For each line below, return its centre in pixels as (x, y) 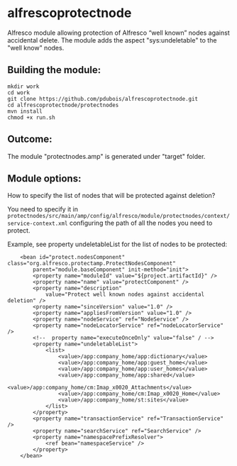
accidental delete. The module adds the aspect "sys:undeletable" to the (112, 40)
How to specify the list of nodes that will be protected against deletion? (111, 196)
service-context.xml (38, 224)
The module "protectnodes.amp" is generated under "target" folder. (106, 156)
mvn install (25, 111)
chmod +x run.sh (31, 117)
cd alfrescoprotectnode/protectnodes (63, 105)
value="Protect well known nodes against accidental (125, 295)
